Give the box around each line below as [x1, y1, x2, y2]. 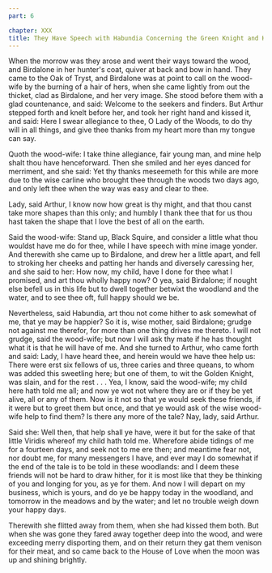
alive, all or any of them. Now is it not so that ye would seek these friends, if [8, 395, 261, 404]
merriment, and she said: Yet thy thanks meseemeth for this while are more [8, 167, 259, 177]
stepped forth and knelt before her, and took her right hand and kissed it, [8, 108, 252, 118]
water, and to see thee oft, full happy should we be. [8, 293, 180, 302]
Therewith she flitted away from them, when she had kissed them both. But [8, 520, 259, 531]
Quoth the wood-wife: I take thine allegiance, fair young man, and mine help [8, 149, 261, 159]
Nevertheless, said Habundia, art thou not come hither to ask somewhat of [8, 309, 257, 319]
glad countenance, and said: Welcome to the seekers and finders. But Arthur [8, 99, 264, 109]
